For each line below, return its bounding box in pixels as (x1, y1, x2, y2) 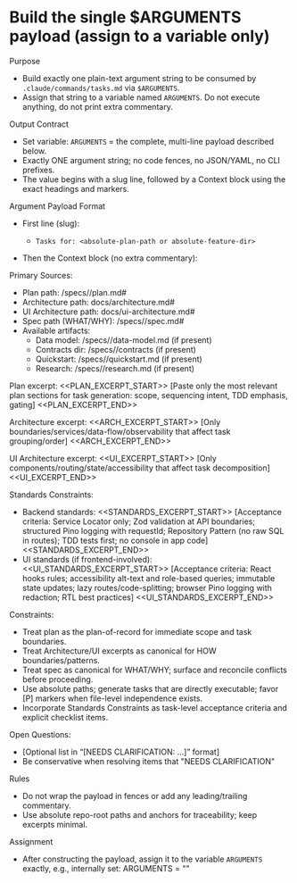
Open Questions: (9, 729, 71, 739)
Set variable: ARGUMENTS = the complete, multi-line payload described (21, 136, 275, 146)
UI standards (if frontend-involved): (21, 554, 153, 564)
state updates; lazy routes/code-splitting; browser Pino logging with (21, 582, 272, 593)
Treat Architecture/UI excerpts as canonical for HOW (21, 646, 217, 656)
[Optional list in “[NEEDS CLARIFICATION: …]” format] (21, 746, 220, 757)
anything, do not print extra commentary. (21, 101, 174, 112)
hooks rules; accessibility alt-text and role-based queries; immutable (21, 572, 276, 583)
